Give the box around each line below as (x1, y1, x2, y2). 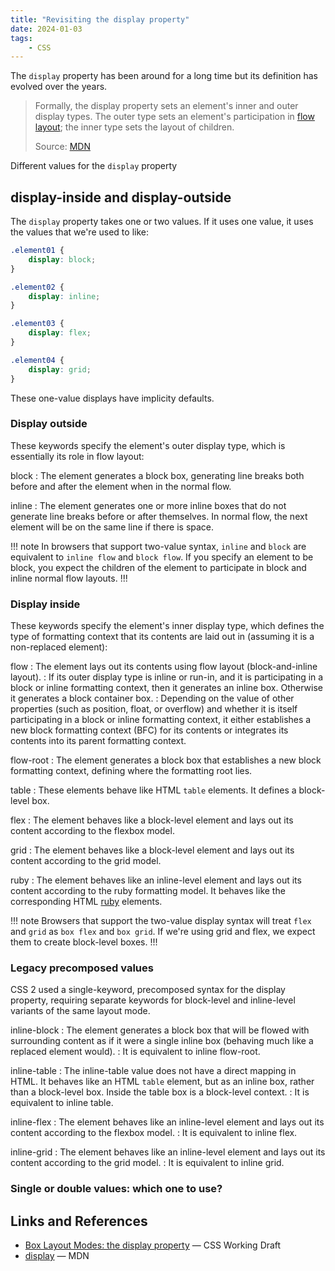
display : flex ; (28, 328, 92, 338)
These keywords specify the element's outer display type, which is (10, 439, 286, 451)
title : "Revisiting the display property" (10, 14, 190, 25)
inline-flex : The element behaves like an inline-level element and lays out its (10, 1116, 325, 1128)
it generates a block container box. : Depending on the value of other (10, 692, 295, 705)
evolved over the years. (10, 81, 108, 93)
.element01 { (10, 246, 65, 256)
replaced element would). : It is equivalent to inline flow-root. (10, 1046, 261, 1058)
